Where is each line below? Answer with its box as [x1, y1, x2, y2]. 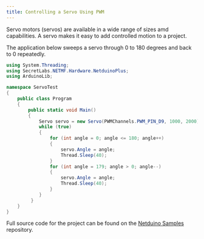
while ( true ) [38, 124, 72, 130]
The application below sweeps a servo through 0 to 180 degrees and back [6, 44, 192, 51]
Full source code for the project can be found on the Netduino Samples [6, 220, 184, 227]
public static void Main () [28, 107, 97, 113]
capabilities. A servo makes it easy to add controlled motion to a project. [6, 32, 187, 40]
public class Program [17, 95, 72, 102]
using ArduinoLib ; [6, 74, 53, 80]
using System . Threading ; [6, 62, 69, 68]
